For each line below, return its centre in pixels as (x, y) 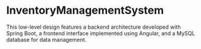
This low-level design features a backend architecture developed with (94, 27)
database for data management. (46, 39)
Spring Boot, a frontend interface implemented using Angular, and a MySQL (101, 33)
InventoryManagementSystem (85, 10)
